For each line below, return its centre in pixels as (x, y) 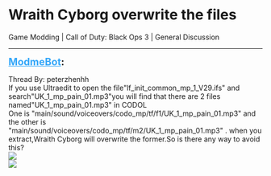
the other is (27, 121)
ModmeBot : (36, 61)
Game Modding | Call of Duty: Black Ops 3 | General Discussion (114, 37)
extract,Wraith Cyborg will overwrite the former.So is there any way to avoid (134, 139)
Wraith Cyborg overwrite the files (123, 15)
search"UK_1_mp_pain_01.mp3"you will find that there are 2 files (115, 96)
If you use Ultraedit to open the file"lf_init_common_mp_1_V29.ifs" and (124, 88)
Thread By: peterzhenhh (49, 79)
